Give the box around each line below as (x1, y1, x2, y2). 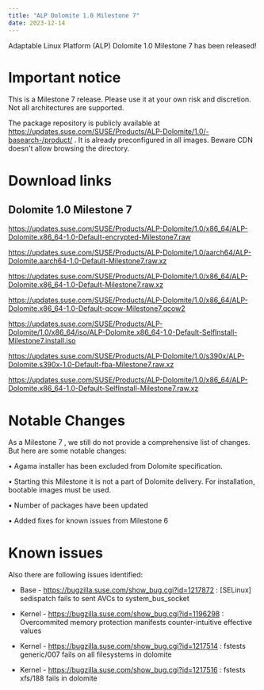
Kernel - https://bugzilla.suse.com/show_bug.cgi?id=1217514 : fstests (19, 642, 246, 651)
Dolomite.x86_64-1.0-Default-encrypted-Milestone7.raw (8, 232, 192, 242)
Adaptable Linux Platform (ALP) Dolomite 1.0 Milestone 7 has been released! (8, 40, 257, 50)
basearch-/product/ (8, 136, 73, 145)
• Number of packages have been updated (8, 500, 148, 510)
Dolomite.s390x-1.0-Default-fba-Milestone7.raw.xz (8, 360, 174, 370)
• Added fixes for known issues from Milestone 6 (8, 516, 169, 526)
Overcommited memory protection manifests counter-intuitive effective (19, 618, 252, 627)
